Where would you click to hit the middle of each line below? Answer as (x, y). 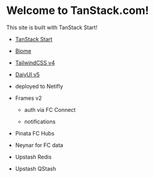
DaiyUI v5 (27, 74)
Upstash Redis (33, 157)
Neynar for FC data (39, 145)
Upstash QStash (36, 168)
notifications (40, 122)
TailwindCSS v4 (35, 63)
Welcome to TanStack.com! (78, 11)
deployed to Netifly (39, 86)
